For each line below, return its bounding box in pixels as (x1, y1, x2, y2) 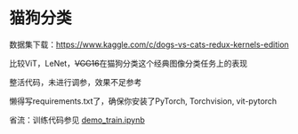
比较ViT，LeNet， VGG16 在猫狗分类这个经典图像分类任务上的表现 (9, 58, 247, 68)
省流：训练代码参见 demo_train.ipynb (9, 114, 145, 125)
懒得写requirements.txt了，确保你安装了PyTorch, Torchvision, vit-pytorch (9, 95, 278, 106)
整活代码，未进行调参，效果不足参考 (9, 76, 142, 87)
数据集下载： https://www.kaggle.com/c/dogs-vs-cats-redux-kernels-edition (9, 39, 289, 50)
